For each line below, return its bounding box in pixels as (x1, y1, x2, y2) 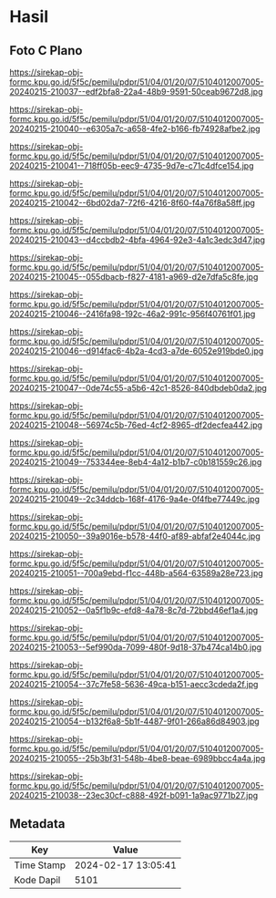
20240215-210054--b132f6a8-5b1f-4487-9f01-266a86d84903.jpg (9, 716, 260, 727)
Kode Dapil (14, 873, 61, 886)
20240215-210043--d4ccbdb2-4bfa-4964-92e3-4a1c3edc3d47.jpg (9, 234, 266, 245)
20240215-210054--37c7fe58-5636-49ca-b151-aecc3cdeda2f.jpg (9, 679, 259, 689)
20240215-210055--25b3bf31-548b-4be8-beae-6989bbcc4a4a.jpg (9, 753, 266, 763)
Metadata (9, 816, 66, 831)
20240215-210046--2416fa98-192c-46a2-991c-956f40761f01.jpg (9, 308, 256, 319)
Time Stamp (14, 859, 66, 872)
